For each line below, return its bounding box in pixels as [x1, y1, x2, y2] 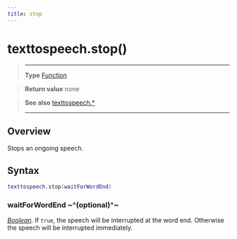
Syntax [7, 164, 39, 177]
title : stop [7, 10, 42, 18]
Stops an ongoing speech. [7, 144, 84, 153]
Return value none [24, 84, 80, 93]
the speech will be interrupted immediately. [7, 223, 133, 232]
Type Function [24, 71, 67, 79]
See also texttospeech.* [24, 98, 95, 107]
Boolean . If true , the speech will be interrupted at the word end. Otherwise [7, 216, 224, 225]
